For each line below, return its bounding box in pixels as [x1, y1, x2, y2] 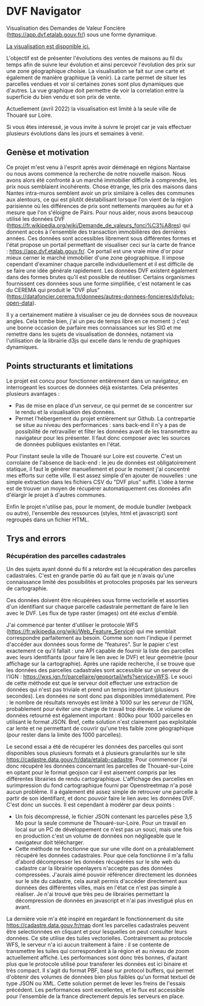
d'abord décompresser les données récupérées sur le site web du [15, 858, 180, 866]
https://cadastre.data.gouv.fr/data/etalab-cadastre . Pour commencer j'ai [6, 756, 188, 763]
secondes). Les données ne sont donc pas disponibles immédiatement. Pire [6, 692, 196, 700]
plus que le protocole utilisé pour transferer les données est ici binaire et [6, 960, 188, 968]
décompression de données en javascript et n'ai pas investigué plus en [15, 897, 193, 904]
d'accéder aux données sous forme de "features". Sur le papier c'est [6, 640, 178, 648]
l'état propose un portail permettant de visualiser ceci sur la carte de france [6, 241, 195, 248]
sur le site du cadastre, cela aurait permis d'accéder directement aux [15, 878, 188, 885]
